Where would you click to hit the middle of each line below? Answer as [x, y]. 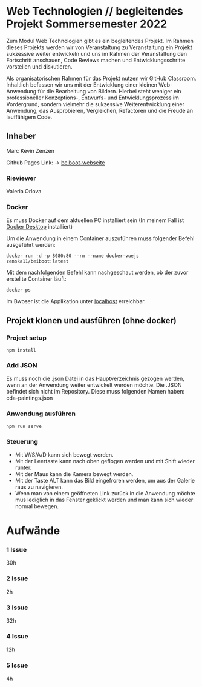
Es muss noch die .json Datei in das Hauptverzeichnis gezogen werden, [95, 379]
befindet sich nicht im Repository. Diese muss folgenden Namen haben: [96, 392]
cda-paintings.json [30, 398]
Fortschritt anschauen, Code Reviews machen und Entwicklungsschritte [96, 60]
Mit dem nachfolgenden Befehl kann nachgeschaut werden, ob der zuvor [97, 273]
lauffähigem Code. [29, 117]
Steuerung [22, 441]
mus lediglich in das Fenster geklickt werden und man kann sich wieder [104, 500]
